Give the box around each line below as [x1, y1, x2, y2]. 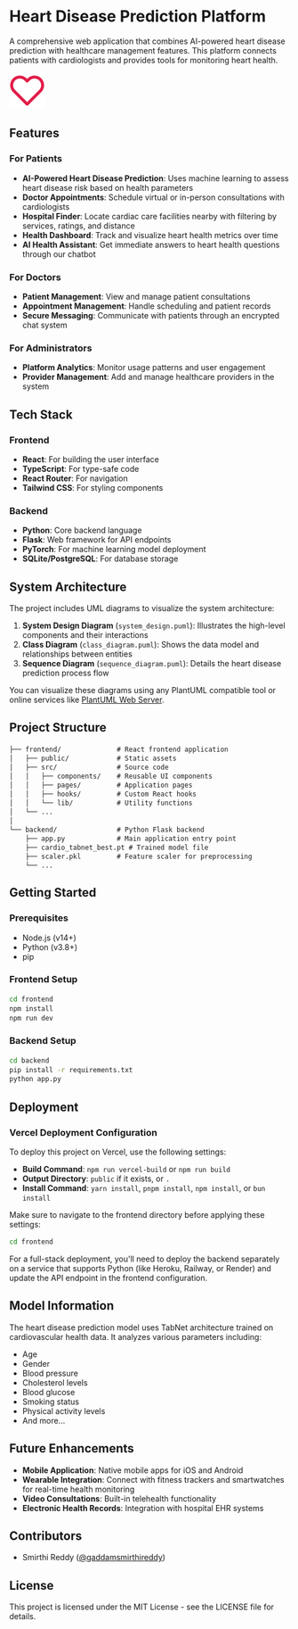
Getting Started [9, 885, 97, 900]
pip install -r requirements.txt [9, 1065, 133, 1074]
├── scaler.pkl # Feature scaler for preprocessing [25, 852, 253, 861]
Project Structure [9, 720, 107, 735]
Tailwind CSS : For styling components [21, 482, 164, 492]
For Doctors [9, 270, 61, 283]
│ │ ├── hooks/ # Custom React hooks [9, 790, 197, 798]
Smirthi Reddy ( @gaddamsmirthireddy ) [21, 1552, 166, 1563]
